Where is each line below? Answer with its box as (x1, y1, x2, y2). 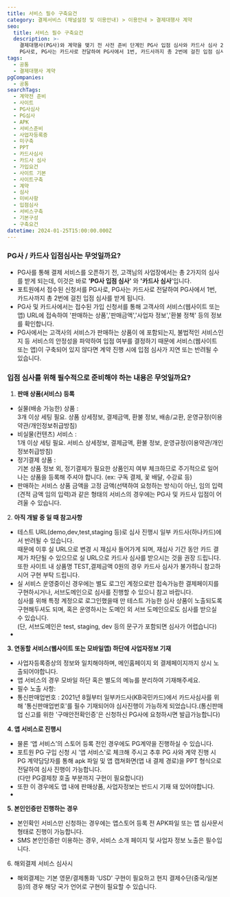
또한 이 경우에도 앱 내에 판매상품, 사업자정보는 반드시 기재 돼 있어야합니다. (16, 782, 215, 791)
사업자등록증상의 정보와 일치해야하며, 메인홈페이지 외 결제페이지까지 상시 (16, 659, 212, 667)
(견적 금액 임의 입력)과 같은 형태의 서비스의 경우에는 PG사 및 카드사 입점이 (16, 490, 215, 498)
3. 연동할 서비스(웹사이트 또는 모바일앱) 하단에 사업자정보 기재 (7, 644, 172, 652)
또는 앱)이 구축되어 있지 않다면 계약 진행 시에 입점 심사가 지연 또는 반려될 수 (16, 345, 219, 354)
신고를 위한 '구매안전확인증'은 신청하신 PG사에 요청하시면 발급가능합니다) (24, 710, 221, 718)
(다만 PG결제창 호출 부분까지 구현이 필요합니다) (16, 773, 144, 782)
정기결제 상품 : (16, 455, 56, 464)
